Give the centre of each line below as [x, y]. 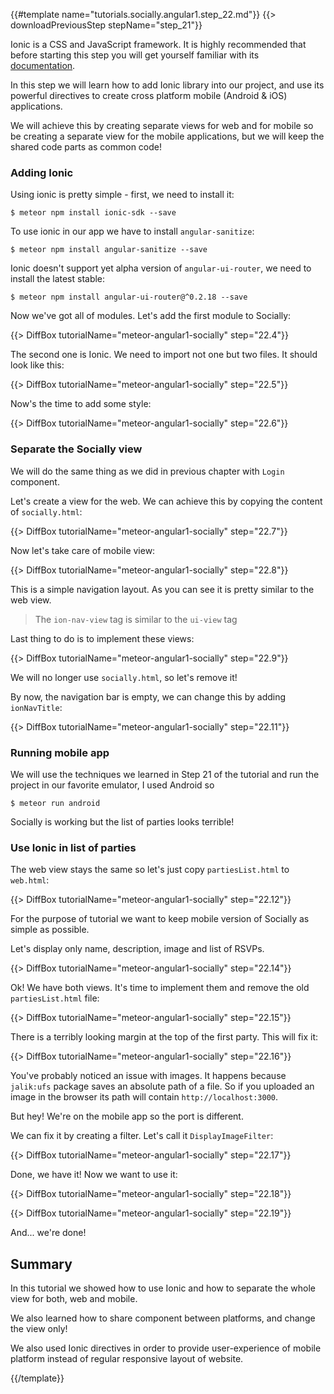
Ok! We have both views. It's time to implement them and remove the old [160, 988]
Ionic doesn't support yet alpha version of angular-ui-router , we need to [161, 268]
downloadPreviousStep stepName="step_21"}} [106, 25]
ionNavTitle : [36, 707]
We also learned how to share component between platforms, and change [163, 1318]
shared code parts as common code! [86, 147]
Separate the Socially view [76, 449]
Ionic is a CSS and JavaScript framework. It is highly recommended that [158, 44]
